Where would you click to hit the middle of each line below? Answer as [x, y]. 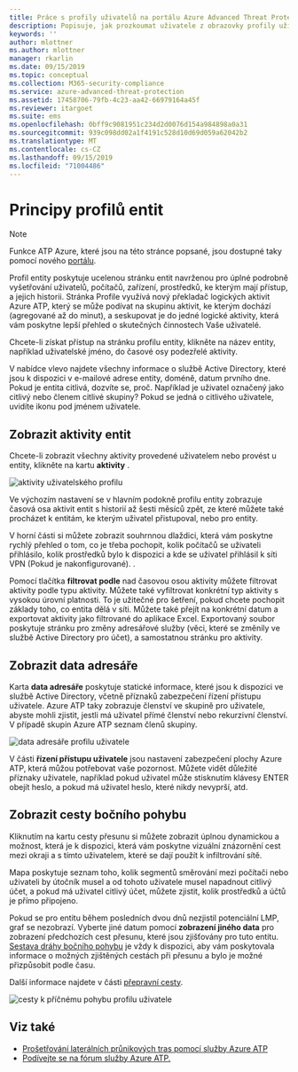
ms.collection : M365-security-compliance [87, 83]
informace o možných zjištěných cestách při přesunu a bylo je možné [136, 955]
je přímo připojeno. [44, 900]
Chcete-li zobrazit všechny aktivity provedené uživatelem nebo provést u [143, 456]
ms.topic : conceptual [49, 75]
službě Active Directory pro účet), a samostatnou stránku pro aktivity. [136, 638]
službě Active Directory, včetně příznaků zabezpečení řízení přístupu [135, 696]
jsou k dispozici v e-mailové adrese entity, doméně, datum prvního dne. [140, 379]
